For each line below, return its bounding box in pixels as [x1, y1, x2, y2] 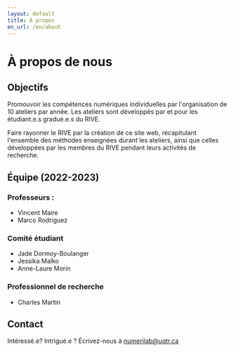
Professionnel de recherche [7, 282, 104, 292]
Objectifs [7, 82, 49, 93]
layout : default [7, 10, 55, 18]
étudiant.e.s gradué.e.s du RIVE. [7, 115, 100, 124]
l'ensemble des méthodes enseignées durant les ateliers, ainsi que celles [7, 136, 219, 145]
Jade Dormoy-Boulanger [17, 249, 89, 258]
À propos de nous [7, 53, 112, 70]
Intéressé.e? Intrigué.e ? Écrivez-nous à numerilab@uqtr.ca [7, 337, 179, 345]
